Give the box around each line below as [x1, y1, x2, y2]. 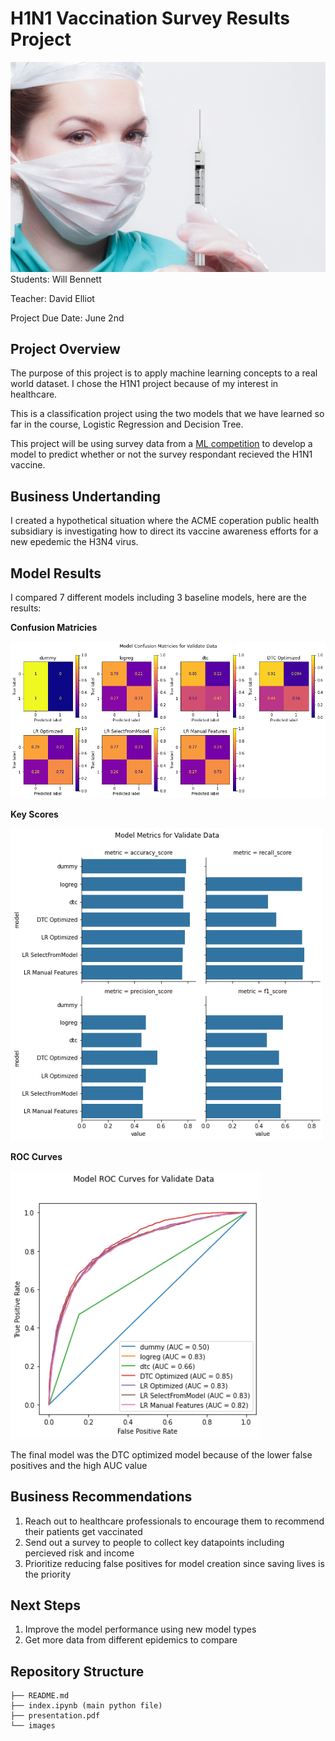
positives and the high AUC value [10, 1459, 148, 1471]
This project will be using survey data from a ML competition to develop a [10, 438, 313, 450]
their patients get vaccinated [24, 1525, 143, 1537]
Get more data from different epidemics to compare [24, 1634, 238, 1646]
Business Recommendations [10, 1488, 193, 1506]
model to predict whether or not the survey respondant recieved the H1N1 [10, 448, 313, 461]
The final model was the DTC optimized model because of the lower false [10, 1448, 313, 1461]
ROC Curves [10, 1150, 63, 1162]
